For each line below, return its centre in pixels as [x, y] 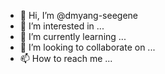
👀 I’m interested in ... [62, 26]
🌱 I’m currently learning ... [73, 36]
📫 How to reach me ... [66, 58]
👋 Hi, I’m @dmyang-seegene [79, 15]
